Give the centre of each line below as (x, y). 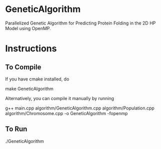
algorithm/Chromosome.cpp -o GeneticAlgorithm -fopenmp (66, 113)
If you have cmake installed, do (37, 79)
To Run (16, 129)
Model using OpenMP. (28, 28)
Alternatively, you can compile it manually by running (59, 98)
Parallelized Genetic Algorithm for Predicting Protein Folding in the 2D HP (80, 23)
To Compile (23, 67)
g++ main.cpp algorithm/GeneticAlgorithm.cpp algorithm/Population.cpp (80, 108)
